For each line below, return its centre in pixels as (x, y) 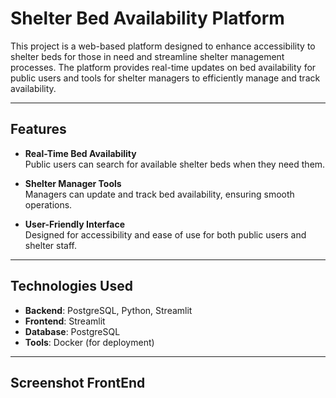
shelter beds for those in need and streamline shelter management (147, 56)
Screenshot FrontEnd (78, 382)
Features (38, 129)
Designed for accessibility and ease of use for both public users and (165, 234)
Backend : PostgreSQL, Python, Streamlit (108, 310)
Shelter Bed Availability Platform (147, 18)
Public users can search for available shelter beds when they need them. (175, 164)
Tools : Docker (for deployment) (89, 342)
